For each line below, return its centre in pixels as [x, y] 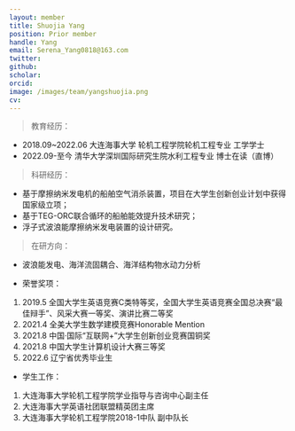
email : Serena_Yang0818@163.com [69, 51]
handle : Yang [33, 42]
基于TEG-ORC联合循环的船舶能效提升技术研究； [110, 216]
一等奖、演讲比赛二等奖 [130, 313]
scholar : [25, 75]
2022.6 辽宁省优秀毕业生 [67, 358]
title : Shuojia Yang [47, 26]
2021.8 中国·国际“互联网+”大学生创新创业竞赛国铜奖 [116, 336]
